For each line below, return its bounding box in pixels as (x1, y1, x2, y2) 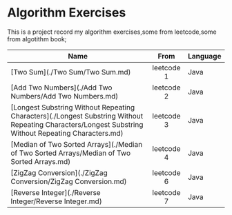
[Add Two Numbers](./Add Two (10, 83, 113, 92)
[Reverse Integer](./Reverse (10, 187, 101, 197)
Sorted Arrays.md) (10, 156, 71, 166)
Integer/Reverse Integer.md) (10, 196, 102, 206)
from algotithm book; (7, 34, 67, 43)
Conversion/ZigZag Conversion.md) (10, 176, 127, 186)
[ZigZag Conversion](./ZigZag (10, 167, 108, 177)
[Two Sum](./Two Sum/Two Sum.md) (10, 67, 131, 76)
